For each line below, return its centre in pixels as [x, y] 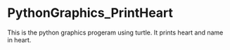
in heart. [19, 39]
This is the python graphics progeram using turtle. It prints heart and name [115, 32]
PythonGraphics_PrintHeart [90, 13]
